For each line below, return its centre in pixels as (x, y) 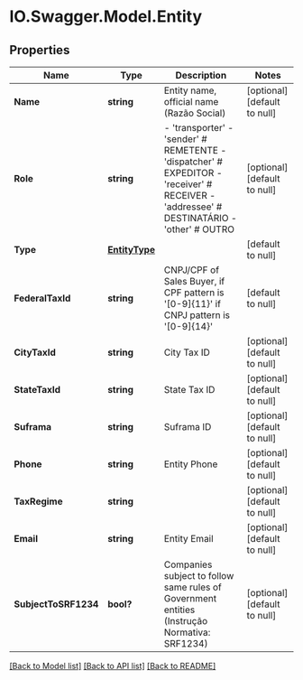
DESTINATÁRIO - (200, 218)
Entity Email (188, 539)
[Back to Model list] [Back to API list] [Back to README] (113, 666)
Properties (40, 50)
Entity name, (190, 90)
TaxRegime (38, 501)
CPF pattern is (194, 293)
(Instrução (186, 621)
